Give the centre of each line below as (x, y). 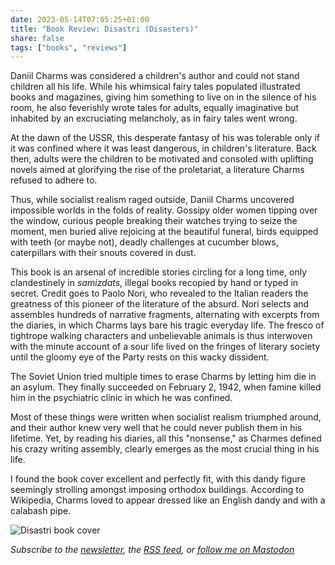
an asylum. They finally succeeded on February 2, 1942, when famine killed (166, 387)
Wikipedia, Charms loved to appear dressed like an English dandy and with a (168, 500)
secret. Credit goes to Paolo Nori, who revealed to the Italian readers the (159, 293)
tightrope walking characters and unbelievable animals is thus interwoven (161, 336)
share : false (37, 38)
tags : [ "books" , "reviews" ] (69, 47)
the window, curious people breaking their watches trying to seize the (154, 221)
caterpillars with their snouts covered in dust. (103, 253)
